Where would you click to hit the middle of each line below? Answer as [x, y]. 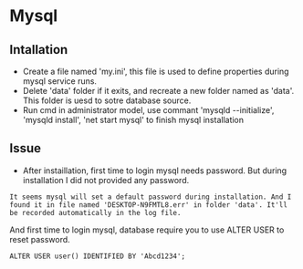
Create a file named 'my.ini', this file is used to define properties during [156, 71]
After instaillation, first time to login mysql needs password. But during [155, 171]
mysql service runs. [60, 81]
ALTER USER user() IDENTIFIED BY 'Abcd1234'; [97, 256]
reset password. [40, 239]
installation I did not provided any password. [106, 180]
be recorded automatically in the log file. [95, 212]
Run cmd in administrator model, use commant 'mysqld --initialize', [148, 110]
